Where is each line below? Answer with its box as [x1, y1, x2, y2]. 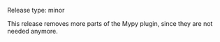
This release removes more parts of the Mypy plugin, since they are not [7, 20, 213, 27]
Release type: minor [7, 6, 65, 14]
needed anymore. [7, 27, 58, 35]
